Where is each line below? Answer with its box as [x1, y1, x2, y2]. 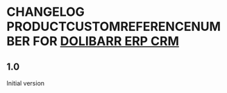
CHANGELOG [6, 4, 85, 20]
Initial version [6, 79, 45, 87]
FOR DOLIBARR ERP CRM [33, 34, 180, 49]
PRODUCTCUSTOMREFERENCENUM [6, 19, 221, 34]
